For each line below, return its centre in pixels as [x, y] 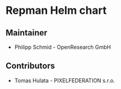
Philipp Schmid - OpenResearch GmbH [63, 47]
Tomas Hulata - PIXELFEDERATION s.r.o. [64, 80]
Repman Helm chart [56, 11]
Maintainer [26, 33]
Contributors [30, 66]
